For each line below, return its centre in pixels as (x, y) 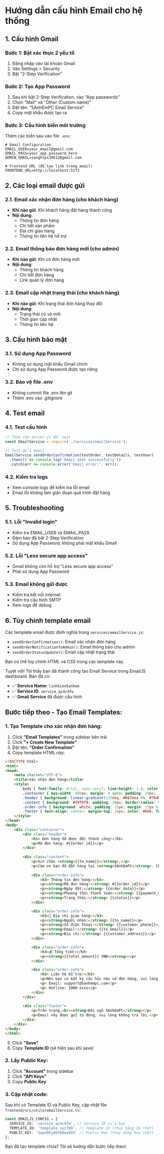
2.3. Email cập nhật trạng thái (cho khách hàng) (62, 293)
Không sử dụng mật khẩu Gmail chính (50, 364)
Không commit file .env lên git (42, 392)
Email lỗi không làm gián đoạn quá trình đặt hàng (61, 492)
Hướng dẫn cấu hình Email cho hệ (74, 11)
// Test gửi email (25, 451)
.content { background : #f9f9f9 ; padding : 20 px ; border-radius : (89, 802)
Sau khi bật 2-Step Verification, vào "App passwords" (66, 97)
